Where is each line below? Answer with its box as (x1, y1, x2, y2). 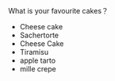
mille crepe (19, 64, 57, 73)
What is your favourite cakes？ (8, 6, 109, 15)
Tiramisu (19, 48, 49, 56)
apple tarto (19, 56, 56, 65)
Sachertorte (19, 30, 59, 40)
